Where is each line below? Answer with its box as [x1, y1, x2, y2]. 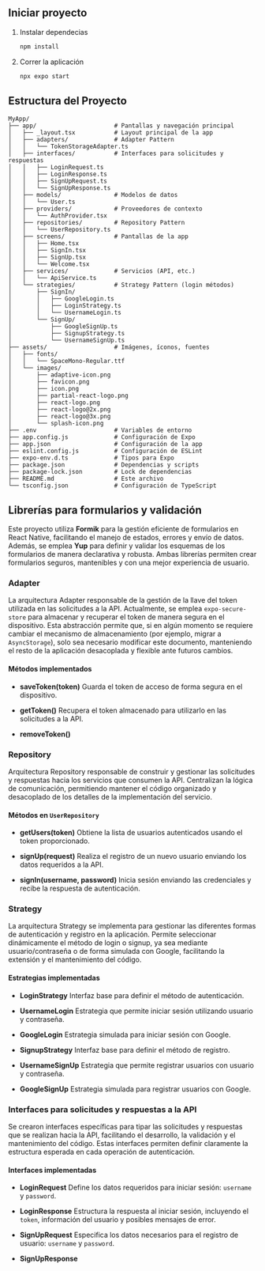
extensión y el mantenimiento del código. [8, 955, 142, 964]
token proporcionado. [19, 836, 91, 845]
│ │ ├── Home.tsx [8, 240, 80, 248]
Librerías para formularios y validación [8, 503, 203, 516]
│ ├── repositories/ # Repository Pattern [8, 219, 185, 227]
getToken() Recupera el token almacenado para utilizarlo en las [19, 705, 227, 715]
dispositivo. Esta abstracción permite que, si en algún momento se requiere [8, 621, 254, 630]
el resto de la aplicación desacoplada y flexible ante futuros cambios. [8, 646, 233, 656]
